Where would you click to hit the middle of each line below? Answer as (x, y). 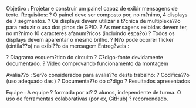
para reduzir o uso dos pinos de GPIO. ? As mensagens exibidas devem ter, (97, 27)
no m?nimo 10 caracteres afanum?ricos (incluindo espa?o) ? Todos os (90, 33)
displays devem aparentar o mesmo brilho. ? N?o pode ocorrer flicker (90, 40)
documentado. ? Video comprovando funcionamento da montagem (87, 63)
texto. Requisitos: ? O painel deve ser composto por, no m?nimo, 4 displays (97, 15)
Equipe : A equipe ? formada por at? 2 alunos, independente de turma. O (94, 92)
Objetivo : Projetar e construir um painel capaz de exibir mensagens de (92, 9)
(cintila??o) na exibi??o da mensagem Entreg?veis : (67, 46)
